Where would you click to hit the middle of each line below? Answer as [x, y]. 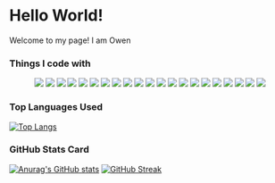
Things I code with [50, 63]
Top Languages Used [56, 107]
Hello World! [56, 16]
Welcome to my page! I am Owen [70, 40]
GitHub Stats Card [49, 150]
